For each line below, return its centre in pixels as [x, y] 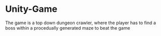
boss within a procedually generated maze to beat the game [68, 28]
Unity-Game [31, 9]
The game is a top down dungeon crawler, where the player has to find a [81, 23]
